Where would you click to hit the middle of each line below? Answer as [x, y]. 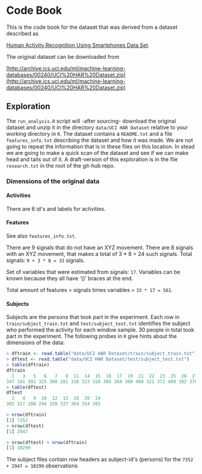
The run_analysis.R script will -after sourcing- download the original [91, 121]
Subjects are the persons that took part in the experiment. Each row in [93, 317]
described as [23, 33]
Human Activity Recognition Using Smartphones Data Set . [78, 45]
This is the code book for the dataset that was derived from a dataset [92, 27]
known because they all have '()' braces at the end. [70, 278]
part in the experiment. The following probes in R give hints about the [92, 336]
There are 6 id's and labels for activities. [56, 208]
